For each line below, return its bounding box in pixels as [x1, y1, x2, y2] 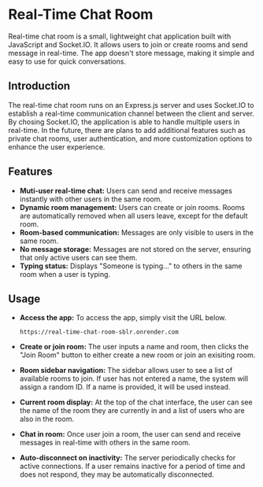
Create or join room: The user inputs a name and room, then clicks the [19, 342, 250, 352]
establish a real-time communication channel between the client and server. [8, 109, 254, 118]
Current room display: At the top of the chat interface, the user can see [19, 397, 254, 407]
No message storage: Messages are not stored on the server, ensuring [19, 244, 251, 253]
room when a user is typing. [19, 269, 111, 279]
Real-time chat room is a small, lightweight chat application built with [8, 31, 232, 41]
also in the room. [19, 415, 75, 424]
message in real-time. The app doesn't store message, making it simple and [8, 48, 254, 57]
